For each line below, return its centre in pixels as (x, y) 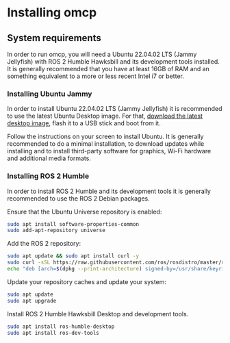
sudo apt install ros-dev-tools (53, 333)
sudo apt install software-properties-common (73, 224)
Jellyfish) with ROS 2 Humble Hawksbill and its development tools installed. (114, 62)
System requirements (54, 38)
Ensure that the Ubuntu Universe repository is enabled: (85, 212)
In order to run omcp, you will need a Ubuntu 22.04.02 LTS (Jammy (102, 54)
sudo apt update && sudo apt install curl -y (73, 256)
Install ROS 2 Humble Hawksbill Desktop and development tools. (98, 314)
